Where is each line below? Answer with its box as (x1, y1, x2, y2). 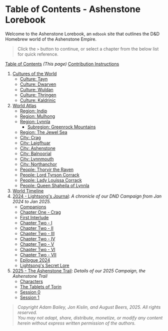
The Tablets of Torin (19, 283, 61, 289)
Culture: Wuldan (19, 86, 53, 92)
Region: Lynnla (19, 118, 50, 124)
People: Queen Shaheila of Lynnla (19, 182, 89, 189)
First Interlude (19, 214, 49, 220)
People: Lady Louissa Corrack (19, 177, 82, 183)
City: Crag (19, 134, 41, 140)
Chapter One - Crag (19, 209, 61, 215)
